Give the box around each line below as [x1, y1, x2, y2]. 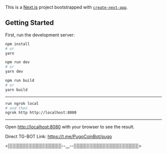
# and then [5, 106, 28, 111]
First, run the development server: [5, 32, 75, 38]
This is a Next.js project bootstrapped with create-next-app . [5, 4, 128, 10]
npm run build [5, 78, 35, 83]
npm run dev [5, 60, 30, 65]
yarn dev [5, 69, 23, 74]
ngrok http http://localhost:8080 [5, 110, 77, 115]
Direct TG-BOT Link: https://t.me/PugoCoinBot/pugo [5, 134, 112, 140]
